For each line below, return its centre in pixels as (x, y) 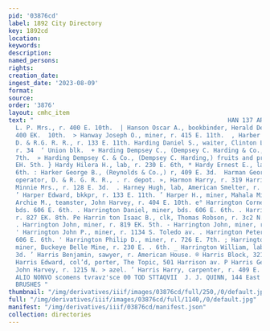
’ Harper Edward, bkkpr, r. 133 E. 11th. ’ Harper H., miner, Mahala (134, 195)
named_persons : (34, 61)
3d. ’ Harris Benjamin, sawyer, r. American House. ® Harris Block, (133, 255)
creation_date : (34, 76)
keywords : (25, 46)
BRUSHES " (32, 285)
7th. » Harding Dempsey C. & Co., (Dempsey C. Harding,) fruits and (134, 157)
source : (21, 98)
